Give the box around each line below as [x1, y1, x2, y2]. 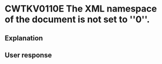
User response [5, 51, 52, 59]
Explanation [5, 34, 43, 42]
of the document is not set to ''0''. [5, 14, 150, 25]
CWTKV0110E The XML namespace [5, 3, 157, 15]
